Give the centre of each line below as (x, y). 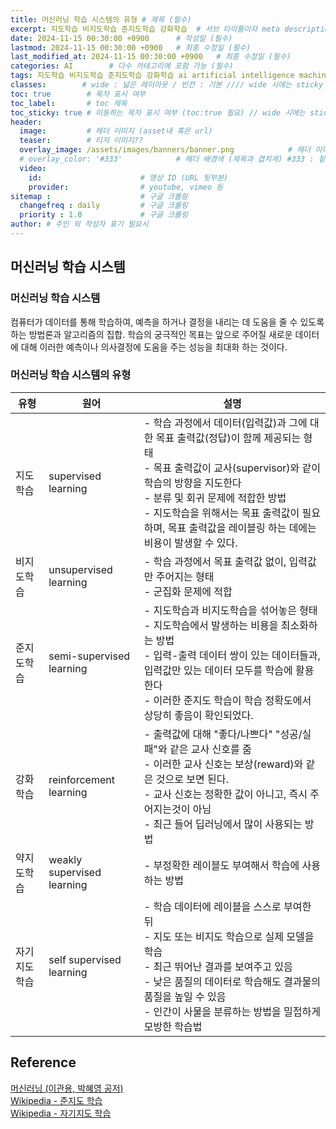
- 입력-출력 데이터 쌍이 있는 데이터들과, (232, 655)
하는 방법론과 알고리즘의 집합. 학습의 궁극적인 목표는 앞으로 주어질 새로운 (151, 334)
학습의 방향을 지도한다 (192, 483)
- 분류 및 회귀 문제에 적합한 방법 (215, 498)
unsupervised (80, 569)
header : (26, 122)
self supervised (85, 959)
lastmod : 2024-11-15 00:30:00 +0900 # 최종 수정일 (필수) (131, 47)
